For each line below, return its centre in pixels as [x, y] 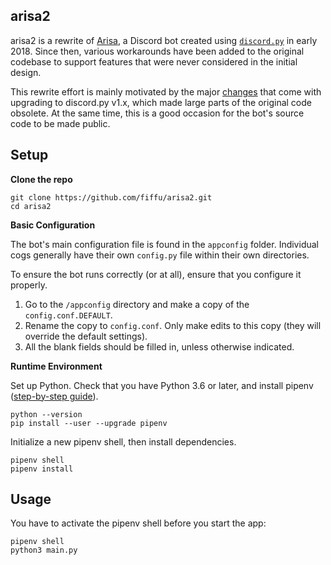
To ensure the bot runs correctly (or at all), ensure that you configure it [156, 274]
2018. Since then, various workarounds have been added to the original [157, 51]
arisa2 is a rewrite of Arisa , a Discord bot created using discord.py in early [164, 40]
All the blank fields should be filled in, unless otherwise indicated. [159, 346]
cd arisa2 [31, 206]
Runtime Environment [56, 366]
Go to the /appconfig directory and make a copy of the [137, 304]
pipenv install [42, 469]
